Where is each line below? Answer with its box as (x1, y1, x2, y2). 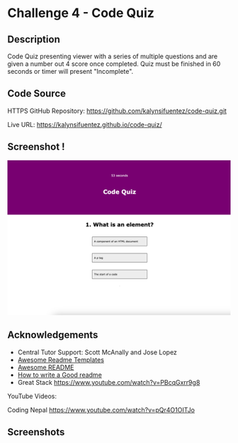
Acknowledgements (7, 329, 98, 341)
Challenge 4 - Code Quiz (7, 5, 154, 21)
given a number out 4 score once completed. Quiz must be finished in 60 (7, 60, 221, 68)
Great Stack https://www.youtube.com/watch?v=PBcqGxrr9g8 (17, 378, 200, 386)
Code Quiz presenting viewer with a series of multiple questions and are (7, 52, 218, 60)
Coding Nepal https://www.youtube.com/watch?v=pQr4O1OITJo (7, 405, 195, 414)
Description (7, 33, 60, 45)
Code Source (7, 87, 66, 100)
